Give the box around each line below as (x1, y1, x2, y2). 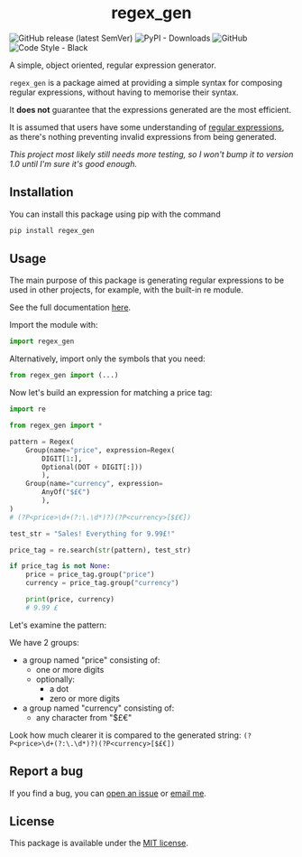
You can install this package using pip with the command (9, 209, 221, 219)
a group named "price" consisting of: (22, 654, 160, 666)
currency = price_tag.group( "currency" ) (25, 579, 179, 588)
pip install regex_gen (9, 226, 95, 235)
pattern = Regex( (9, 437, 75, 446)
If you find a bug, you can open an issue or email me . (9, 787, 207, 798)
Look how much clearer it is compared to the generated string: (9, 730, 242, 741)
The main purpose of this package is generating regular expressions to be (9, 275, 285, 286)
